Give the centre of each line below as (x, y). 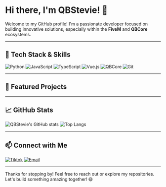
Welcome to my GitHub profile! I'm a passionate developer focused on (77, 24)
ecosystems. (18, 34)
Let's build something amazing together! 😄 (49, 179)
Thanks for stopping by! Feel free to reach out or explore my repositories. (80, 174)
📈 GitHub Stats (29, 110)
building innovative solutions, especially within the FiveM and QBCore (76, 29)
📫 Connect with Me (36, 145)
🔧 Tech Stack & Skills (38, 55)
